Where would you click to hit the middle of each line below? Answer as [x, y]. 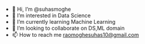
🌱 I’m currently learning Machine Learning [64, 22]
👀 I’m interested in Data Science [51, 15]
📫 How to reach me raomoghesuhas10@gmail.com [75, 35]
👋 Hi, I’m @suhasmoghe [41, 9]
